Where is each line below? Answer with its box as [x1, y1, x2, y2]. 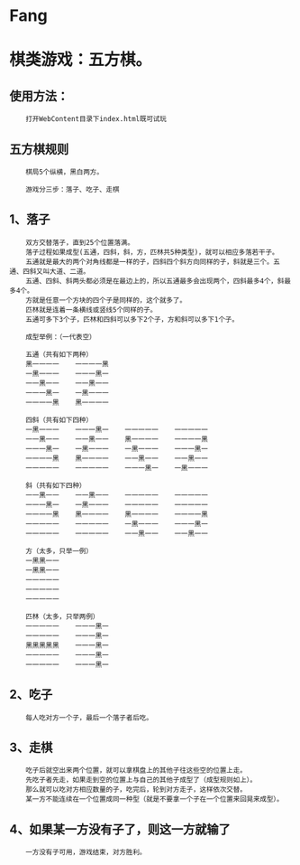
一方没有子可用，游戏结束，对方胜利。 [25, 848, 147, 857]
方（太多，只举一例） [25, 546, 93, 556]
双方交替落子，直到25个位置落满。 [25, 238, 135, 247]
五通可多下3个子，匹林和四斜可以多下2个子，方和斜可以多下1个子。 [25, 315, 239, 324]
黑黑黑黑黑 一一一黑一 [25, 641, 110, 650]
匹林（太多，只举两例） [25, 612, 100, 621]
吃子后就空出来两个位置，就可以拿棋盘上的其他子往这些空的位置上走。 [25, 766, 248, 776]
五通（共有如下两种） [25, 350, 93, 359]
